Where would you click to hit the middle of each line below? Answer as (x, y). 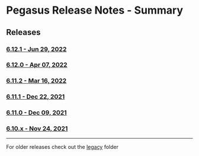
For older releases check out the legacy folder (62, 147)
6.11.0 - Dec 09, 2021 (36, 113)
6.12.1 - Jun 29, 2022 (36, 49)
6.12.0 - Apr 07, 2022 (37, 65)
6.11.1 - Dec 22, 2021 (36, 97)
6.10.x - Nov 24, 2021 (37, 129)
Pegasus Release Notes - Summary (95, 10)
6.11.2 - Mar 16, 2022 (36, 81)
